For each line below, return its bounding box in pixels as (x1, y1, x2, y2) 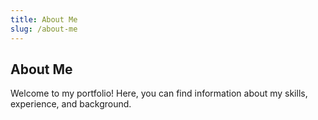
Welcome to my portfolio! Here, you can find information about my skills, (10, 87, 308, 100)
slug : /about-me (10, 24, 78, 34)
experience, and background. (10, 98, 132, 110)
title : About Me (10, 14, 78, 25)
